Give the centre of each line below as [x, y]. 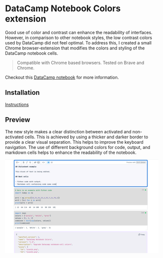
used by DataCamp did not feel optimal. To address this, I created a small [78, 43]
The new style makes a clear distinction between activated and [68, 131]
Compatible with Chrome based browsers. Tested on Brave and [81, 63]
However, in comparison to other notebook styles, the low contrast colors [79, 38]
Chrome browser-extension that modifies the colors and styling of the [75, 48]
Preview [18, 120]
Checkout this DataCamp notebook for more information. [62, 77]
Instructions [17, 104]
